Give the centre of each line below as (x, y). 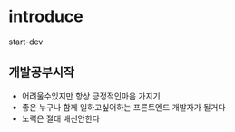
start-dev (26, 42)
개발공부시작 (41, 73)
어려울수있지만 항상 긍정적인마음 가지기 (91, 96)
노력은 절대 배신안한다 (61, 118)
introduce (46, 17)
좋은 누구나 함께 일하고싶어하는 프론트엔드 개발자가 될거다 (123, 107)
